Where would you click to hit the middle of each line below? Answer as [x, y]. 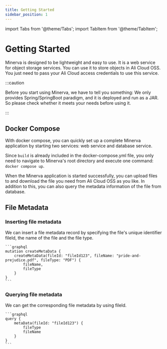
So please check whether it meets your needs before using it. [68, 103]
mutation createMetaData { [33, 251]
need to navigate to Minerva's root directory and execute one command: [79, 161]
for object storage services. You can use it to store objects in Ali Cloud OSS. [83, 68]
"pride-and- [128, 256]
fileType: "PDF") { [61, 260]
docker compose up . [25, 166]
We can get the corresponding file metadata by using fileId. [66, 306]
